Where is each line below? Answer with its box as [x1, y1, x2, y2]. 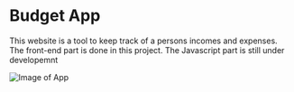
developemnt [9, 54, 59, 65]
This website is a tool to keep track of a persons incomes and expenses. [9, 35, 278, 46]
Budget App [9, 5, 101, 26]
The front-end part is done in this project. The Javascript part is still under [9, 44, 285, 55]
